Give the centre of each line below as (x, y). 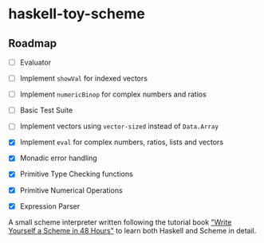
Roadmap (33, 43)
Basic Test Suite (46, 110)
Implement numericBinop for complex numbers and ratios (113, 94)
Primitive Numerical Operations (71, 190)
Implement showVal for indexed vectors (83, 78)
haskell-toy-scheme (77, 14)
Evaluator (35, 62)
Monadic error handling (58, 158)
